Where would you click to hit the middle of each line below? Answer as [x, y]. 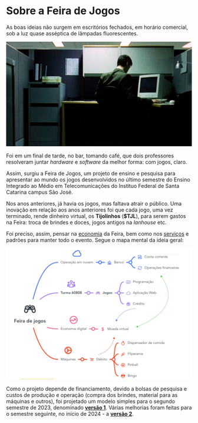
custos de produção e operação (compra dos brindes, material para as [92, 395]
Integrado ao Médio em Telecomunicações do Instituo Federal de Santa [93, 186]
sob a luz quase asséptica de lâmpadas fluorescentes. [72, 33]
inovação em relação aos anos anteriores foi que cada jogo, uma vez [90, 210]
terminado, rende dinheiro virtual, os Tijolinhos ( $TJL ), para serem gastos [96, 216]
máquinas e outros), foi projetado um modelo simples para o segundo [91, 401]
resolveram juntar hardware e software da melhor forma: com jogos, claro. [97, 162]
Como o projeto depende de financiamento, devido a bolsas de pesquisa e [97, 389]
